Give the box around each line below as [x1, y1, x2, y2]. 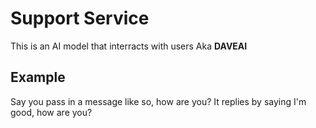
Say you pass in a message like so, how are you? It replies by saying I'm [10, 95, 307, 107]
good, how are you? [10, 106, 93, 118]
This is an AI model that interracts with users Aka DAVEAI [10, 40, 248, 52]
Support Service [10, 7, 150, 30]
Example [10, 69, 66, 86]
